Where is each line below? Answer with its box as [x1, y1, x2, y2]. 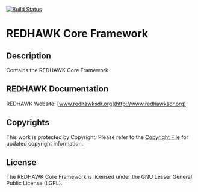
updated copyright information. [6, 140, 84, 147]
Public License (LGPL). [6, 179, 63, 187]
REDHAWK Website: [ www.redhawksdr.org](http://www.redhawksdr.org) [6, 100, 187, 107]
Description [6, 51, 51, 61]
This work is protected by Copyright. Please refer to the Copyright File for [6, 133, 188, 141]
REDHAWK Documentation [6, 84, 108, 94]
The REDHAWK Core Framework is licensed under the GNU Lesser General [6, 173, 193, 181]
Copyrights [6, 117, 49, 128]
